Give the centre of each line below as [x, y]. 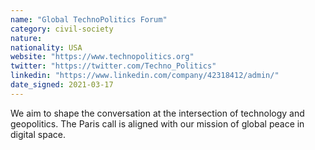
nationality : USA [46, 47]
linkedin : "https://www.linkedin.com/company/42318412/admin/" [145, 76]
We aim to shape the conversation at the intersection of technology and [157, 113]
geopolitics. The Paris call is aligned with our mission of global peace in [157, 123]
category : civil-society [62, 29]
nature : [26, 38]
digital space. [38, 134]
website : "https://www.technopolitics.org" [102, 57]
